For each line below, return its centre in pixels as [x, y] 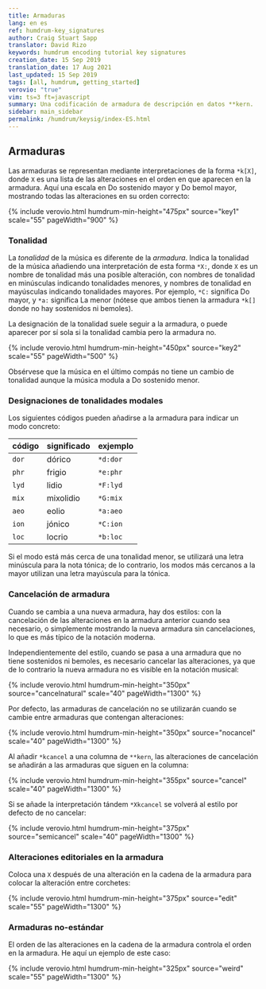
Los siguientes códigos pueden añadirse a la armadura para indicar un [123, 418]
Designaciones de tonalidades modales [86, 400]
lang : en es [28, 23]
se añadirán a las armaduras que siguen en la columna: [98, 765]
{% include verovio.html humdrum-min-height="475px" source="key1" [124, 211]
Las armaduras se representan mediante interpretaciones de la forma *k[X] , [132, 170]
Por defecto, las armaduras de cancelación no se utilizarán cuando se [122, 708]
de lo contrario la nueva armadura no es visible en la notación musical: [124, 669]
